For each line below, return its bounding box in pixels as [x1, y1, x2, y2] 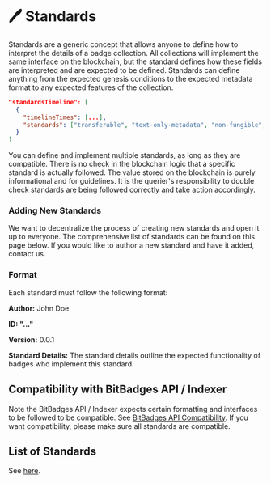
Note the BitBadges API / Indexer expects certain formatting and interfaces [8, 404, 258, 413]
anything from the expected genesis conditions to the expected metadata [8, 74, 253, 83]
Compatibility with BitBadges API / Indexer [8, 383, 227, 396]
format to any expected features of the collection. [8, 83, 174, 92]
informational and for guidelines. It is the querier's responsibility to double [8, 176, 255, 186]
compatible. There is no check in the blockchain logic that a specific [8, 159, 236, 169]
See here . [8, 466, 40, 476]
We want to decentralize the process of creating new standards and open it [8, 223, 260, 233]
